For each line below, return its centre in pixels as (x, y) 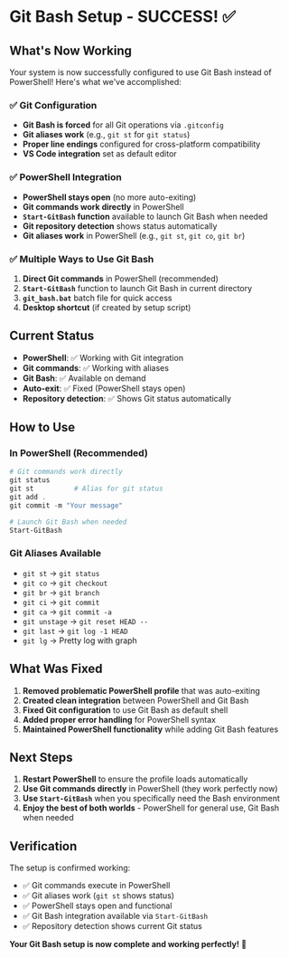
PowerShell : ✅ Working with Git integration (103, 357)
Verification (43, 846)
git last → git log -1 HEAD (75, 631)
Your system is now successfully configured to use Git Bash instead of (141, 72)
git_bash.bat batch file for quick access (97, 298)
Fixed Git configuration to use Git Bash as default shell (125, 710)
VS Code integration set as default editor (100, 154)
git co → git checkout (65, 583)
